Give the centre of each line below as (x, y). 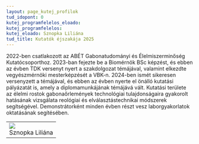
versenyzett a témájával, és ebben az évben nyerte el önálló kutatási (90, 81)
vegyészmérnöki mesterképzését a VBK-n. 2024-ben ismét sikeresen (91, 75)
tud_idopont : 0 (25, 17)
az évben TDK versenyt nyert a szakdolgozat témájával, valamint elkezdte (97, 68)
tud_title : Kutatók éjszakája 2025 (50, 39)
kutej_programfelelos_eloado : (44, 23)
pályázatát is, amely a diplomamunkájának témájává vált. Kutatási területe (96, 87)
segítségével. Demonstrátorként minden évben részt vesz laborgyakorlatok (98, 106)
